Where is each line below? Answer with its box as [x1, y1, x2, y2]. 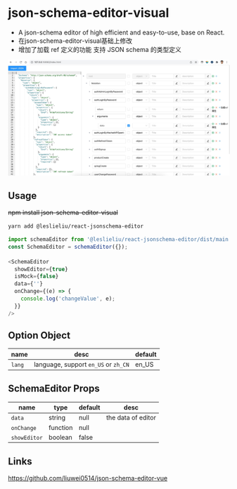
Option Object [8, 330, 71, 341]
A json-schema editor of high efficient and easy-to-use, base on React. [18, 28, 225, 37]
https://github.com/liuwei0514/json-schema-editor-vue [8, 474, 168, 483]
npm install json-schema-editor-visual [8, 209, 118, 217]
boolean [49, 433, 72, 441]
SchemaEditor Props [8, 383, 101, 395]
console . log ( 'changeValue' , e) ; [20, 295, 115, 303]
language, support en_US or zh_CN [33, 360, 129, 369]
